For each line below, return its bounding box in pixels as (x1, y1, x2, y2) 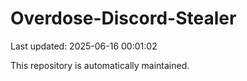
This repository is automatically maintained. (10, 59, 190, 71)
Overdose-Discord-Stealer (10, 7, 237, 30)
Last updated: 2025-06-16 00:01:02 (10, 40, 158, 52)
